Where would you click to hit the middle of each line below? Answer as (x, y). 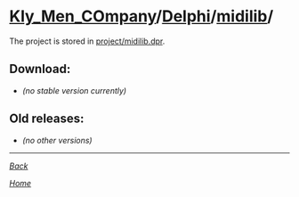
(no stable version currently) (74, 90)
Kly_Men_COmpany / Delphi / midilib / (141, 16)
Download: (40, 69)
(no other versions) (57, 140)
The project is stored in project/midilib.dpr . (87, 41)
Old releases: (47, 119)
